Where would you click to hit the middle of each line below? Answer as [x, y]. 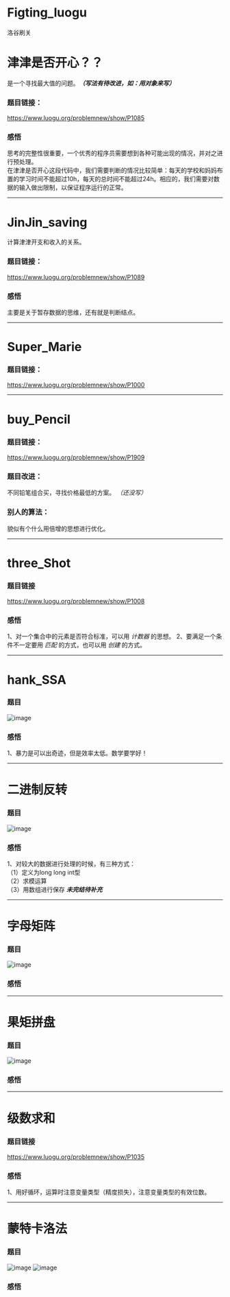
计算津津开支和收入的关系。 [46, 242]
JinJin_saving [47, 222]
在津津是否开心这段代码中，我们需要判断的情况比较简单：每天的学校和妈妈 [112, 170]
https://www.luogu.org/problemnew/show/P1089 [76, 277]
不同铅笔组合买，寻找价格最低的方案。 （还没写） [77, 493]
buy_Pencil [39, 419]
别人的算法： [28, 512]
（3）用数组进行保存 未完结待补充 [55, 889]
